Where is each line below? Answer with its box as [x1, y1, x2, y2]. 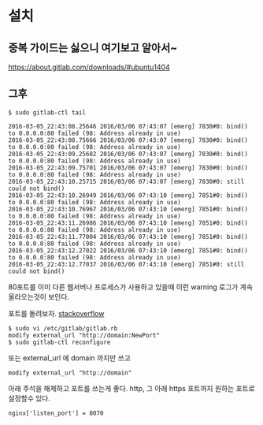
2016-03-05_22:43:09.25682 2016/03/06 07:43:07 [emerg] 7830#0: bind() [8, 150, 248, 158]
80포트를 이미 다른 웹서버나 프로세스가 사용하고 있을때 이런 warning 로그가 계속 [8, 281, 254, 292]
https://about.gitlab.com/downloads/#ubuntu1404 [8, 62, 171, 72]
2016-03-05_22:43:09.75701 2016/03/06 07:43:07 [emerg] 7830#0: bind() [8, 163, 248, 172]
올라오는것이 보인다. [8, 292, 69, 301]
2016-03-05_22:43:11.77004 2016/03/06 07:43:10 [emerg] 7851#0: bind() [8, 233, 248, 240]
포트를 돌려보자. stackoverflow [8, 308, 105, 318]
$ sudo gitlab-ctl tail [8, 108, 87, 117]
